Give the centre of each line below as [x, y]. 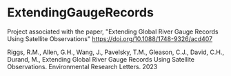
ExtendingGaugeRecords [80, 13]
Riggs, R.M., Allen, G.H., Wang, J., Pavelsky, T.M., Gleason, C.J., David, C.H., [116, 52]
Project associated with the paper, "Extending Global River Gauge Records [113, 31]
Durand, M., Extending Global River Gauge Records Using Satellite [101, 59]
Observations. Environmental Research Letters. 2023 [82, 66]
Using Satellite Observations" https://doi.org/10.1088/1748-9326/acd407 [110, 38]
